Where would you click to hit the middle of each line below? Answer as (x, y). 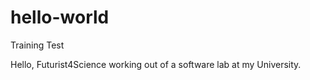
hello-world (60, 17)
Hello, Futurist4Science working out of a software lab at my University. (156, 64)
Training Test (37, 45)
